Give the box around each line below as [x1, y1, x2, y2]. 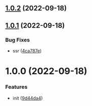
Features [5, 83, 28, 90]
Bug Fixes [5, 36, 30, 43]
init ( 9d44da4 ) [12, 95, 43, 101]
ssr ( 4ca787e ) [12, 48, 42, 54]
